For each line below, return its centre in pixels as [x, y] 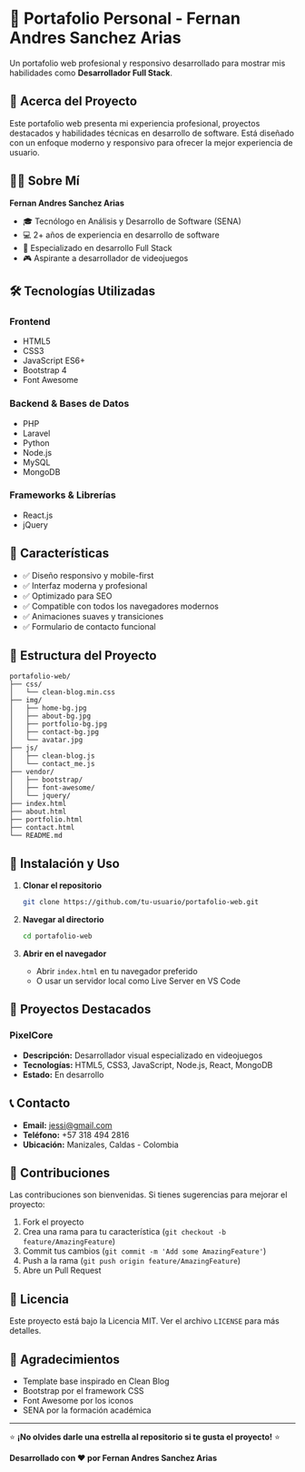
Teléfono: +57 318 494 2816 [76, 1134]
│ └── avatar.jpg [46, 741]
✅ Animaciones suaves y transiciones [93, 616]
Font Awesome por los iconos [78, 1400]
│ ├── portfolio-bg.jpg [58, 724]
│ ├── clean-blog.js [52, 756]
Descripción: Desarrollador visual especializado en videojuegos [143, 1055]
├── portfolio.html [46, 820]
